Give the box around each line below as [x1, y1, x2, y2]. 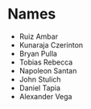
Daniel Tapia [19, 82, 61, 93]
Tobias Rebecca [19, 57, 73, 67]
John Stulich [19, 74, 61, 84]
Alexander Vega [19, 91, 72, 101]
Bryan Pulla [19, 48, 58, 58]
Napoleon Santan [19, 65, 77, 75]
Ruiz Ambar [19, 31, 58, 41]
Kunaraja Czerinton [19, 40, 84, 49]
